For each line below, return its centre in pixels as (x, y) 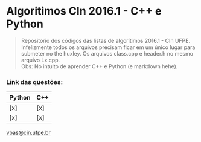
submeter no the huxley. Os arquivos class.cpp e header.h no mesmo (107, 53)
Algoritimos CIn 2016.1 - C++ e (84, 11)
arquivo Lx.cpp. (40, 60)
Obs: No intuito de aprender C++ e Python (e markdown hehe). (99, 66)
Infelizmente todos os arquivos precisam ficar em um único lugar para (108, 47)
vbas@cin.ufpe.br (29, 133)
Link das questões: (35, 82)
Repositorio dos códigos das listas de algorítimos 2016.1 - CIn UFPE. (106, 40)
